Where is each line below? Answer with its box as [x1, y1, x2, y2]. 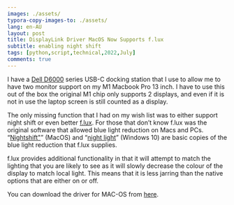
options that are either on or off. [7, 176, 99, 185]
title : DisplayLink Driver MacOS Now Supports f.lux [7, 36, 164, 43]
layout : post [7, 29, 45, 37]
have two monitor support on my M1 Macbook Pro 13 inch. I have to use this [7, 82, 225, 91]
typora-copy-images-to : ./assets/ [7, 17, 108, 24]
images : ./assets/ [7, 10, 61, 17]
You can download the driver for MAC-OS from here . [7, 190, 159, 198]
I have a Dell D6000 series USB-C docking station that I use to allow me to [7, 75, 221, 83]
